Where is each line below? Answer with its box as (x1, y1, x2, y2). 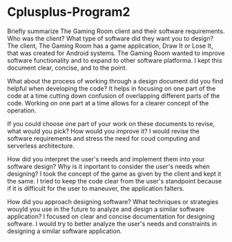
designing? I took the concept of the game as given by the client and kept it (7, 170, 222, 178)
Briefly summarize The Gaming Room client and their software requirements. (7, 27, 225, 35)
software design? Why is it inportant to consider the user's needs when (7, 162, 211, 170)
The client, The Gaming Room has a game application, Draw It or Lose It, (7, 41, 213, 50)
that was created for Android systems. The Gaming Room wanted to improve (7, 49, 225, 57)
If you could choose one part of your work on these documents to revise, (7, 119, 215, 128)
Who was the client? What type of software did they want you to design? (7, 34, 214, 42)
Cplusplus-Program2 (7, 4, 130, 20)
